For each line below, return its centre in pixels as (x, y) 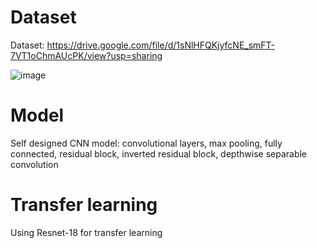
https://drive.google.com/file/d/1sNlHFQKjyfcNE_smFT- (161, 45)
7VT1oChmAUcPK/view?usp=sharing (86, 55)
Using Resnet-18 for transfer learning (86, 232)
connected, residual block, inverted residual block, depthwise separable (159, 153)
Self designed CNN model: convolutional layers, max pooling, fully (146, 143)
